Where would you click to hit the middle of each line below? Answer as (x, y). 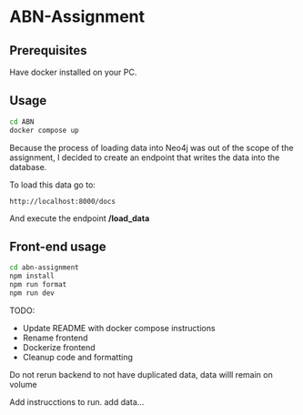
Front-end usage (58, 246)
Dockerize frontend (59, 347)
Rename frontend (55, 338)
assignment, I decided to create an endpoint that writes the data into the (145, 157)
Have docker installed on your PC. (73, 72)
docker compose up (44, 130)
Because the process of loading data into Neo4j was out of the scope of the (151, 147)
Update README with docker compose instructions (119, 328)
